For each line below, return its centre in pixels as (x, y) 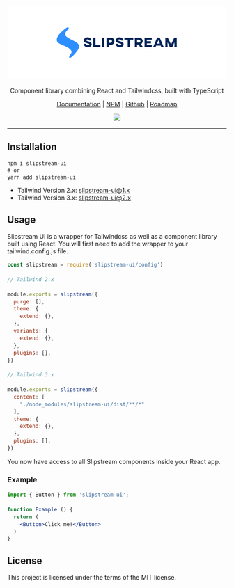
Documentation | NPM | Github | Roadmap (117, 104)
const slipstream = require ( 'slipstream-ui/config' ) (85, 265)
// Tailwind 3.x (31, 375)
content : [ (29, 397)
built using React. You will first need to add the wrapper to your (98, 244)
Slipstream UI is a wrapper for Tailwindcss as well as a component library (112, 237)
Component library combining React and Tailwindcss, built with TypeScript (117, 90)
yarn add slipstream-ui (42, 177)
